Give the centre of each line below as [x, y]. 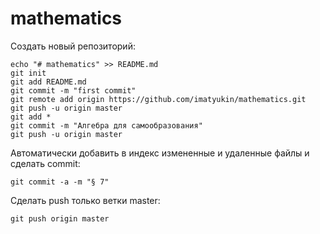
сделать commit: [45, 163]
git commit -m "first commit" [73, 90]
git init [28, 73]
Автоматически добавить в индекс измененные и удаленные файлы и [160, 153]
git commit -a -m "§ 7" [60, 182]
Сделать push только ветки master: [85, 200]
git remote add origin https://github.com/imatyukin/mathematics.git [158, 99]
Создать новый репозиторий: [73, 46]
